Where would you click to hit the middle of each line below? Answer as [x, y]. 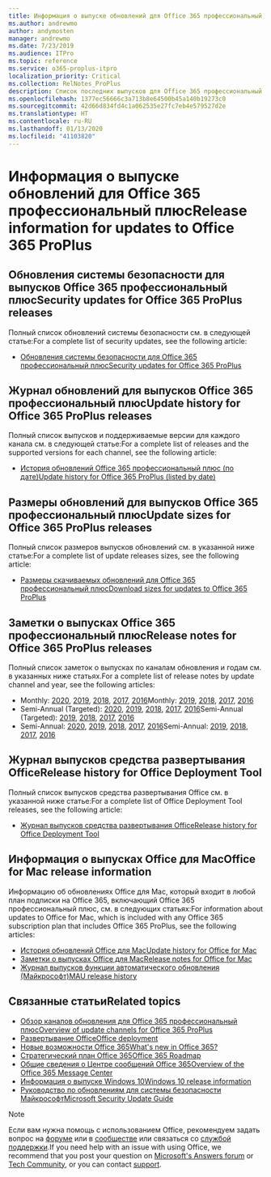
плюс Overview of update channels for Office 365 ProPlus [116, 1030]
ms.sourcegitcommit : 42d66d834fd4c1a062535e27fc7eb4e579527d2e [117, 106]
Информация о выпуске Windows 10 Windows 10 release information [135, 1081]
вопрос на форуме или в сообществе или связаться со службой [120, 1138]
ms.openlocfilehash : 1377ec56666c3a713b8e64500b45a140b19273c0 [117, 99]
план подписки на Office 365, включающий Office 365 [102, 900]
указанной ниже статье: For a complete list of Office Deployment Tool [125, 801]
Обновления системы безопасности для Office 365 [108, 356]
